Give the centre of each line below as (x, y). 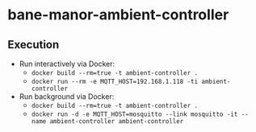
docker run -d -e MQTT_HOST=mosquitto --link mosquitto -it (134, 114)
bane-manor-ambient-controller (118, 15)
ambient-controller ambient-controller (117, 122)
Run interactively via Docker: (67, 64)
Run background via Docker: (67, 97)
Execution (34, 45)
